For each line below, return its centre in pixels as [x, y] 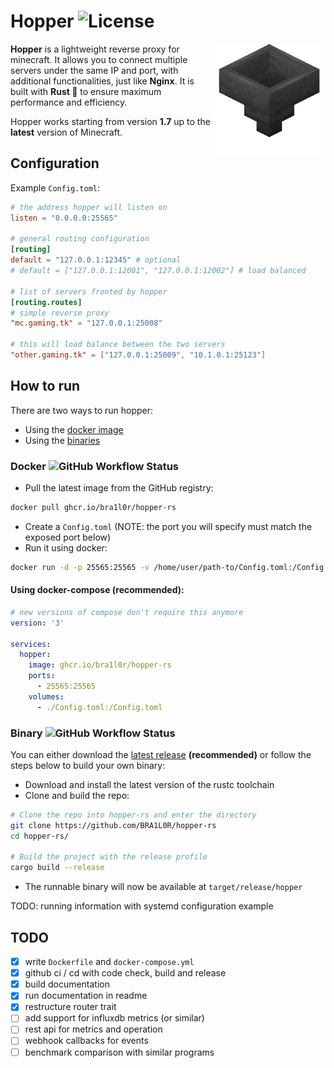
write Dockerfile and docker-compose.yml [109, 962]
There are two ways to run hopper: [82, 410]
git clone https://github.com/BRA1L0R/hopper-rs [113, 825]
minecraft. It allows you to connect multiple [99, 59]
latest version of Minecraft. [66, 132]
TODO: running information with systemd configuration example [142, 906]
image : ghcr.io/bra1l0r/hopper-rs [100, 665]
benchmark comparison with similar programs [119, 1052]
